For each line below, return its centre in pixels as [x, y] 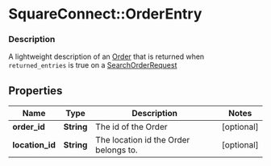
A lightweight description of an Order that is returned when [106, 56]
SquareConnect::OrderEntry [105, 14]
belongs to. [117, 150]
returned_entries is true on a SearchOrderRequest [93, 65]
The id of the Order [131, 127]
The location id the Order [143, 140]
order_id [29, 127]
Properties [35, 91]
